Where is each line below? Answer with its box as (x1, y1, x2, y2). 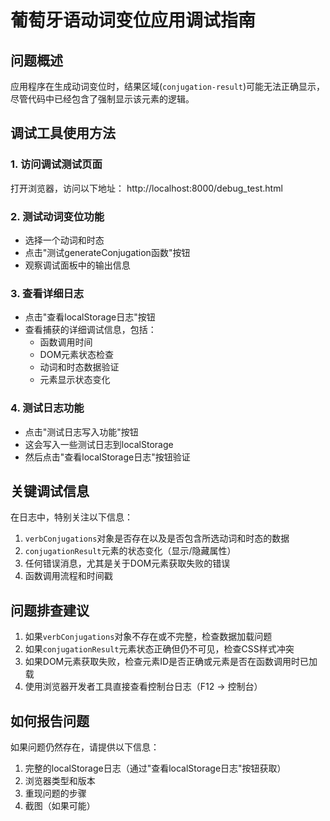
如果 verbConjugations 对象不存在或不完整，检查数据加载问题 (24, 631, 273, 643)
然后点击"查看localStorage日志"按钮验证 (24, 451, 191, 463)
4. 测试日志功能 (10, 401, 85, 415)
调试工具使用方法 (10, 125, 116, 142)
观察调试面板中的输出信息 (24, 259, 131, 271)
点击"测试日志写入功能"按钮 (24, 426, 139, 438)
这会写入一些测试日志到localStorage (24, 438, 174, 450)
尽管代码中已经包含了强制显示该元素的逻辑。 (10, 93, 195, 105)
